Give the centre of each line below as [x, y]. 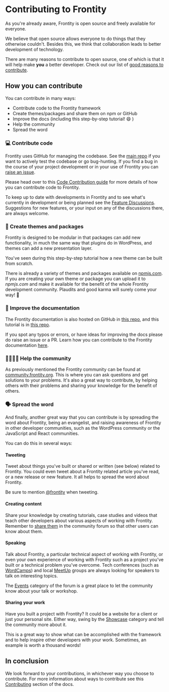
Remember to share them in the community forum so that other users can [82, 526]
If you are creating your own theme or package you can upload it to [75, 279]
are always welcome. [27, 214]
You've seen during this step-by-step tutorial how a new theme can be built [84, 258]
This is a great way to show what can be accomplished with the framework [83, 635]
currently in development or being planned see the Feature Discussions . [80, 203]
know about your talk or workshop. [42, 591]
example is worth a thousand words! [43, 645]
